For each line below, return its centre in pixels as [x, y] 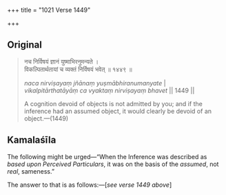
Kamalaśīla [32, 140]
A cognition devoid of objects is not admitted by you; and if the [113, 103]
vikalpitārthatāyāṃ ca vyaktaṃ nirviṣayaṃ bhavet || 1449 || [109, 90]
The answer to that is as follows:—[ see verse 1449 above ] [90, 185]
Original [25, 45]
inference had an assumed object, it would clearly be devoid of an [118, 111]
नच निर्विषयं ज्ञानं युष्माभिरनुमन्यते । [61, 61]
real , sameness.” [31, 171]
